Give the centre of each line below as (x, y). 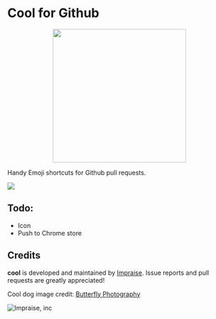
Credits (24, 255)
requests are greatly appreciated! (56, 280)
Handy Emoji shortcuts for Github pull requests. (77, 172)
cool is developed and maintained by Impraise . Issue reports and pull (108, 273)
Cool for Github (53, 13)
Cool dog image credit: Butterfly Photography (74, 294)
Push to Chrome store (50, 233)
